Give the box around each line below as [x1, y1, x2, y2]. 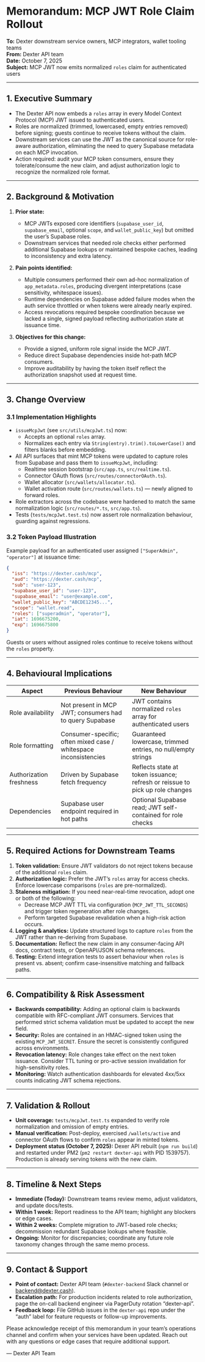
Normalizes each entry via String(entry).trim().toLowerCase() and [24, 440, 196, 447]
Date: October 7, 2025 [6, 57, 63, 64]
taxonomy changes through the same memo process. [15, 1241, 149, 1248]
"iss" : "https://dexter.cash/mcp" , [12, 570, 103, 577]
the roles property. [6, 645, 55, 652]
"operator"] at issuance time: [6, 553, 81, 561]
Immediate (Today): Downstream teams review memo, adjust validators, [15, 1195, 198, 1202]
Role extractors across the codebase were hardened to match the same [15, 498, 196, 506]
